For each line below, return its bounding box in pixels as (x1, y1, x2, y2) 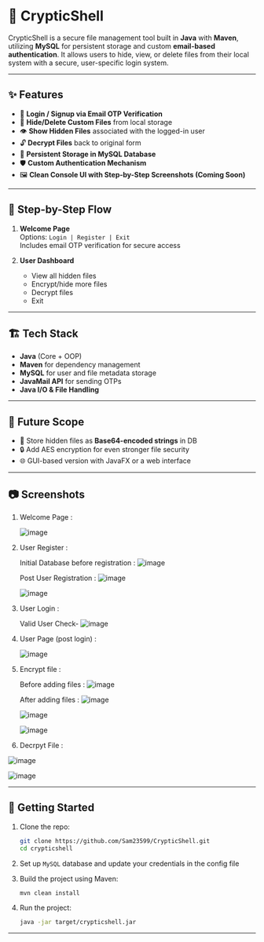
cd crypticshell (19, 844, 73, 853)
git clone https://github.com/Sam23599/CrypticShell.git (19, 837, 211, 845)
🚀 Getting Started (8, 801, 95, 815)
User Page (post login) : (19, 634, 97, 643)
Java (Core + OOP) (19, 352, 82, 361)
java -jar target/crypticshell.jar (19, 918, 137, 926)
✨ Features (8, 88, 64, 101)
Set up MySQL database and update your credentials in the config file (19, 859, 240, 868)
